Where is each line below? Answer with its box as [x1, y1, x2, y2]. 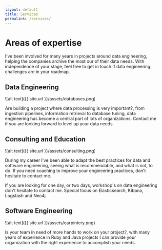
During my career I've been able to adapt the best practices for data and [5, 157, 150, 163]
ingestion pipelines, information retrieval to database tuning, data [5, 111, 136, 116]
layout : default [5, 7, 38, 12]
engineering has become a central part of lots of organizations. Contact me [5, 115, 157, 122]
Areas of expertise [5, 37, 82, 48]
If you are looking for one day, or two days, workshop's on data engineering [5, 182, 158, 188]
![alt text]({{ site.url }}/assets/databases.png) [5, 96, 96, 102]
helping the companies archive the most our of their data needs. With [5, 58, 145, 64]
